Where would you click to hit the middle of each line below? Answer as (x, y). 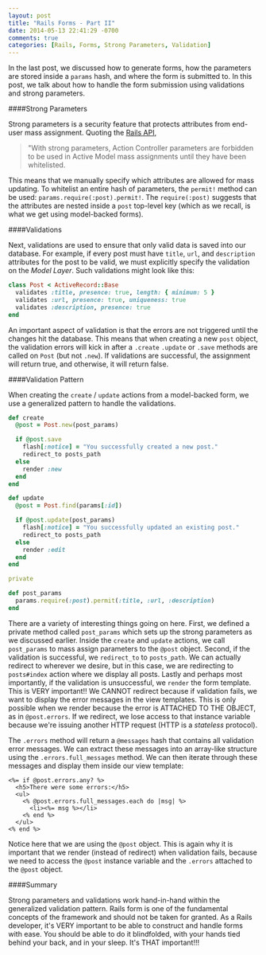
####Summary (33, 884)
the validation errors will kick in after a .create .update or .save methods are (133, 346)
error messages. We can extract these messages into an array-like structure (133, 749)
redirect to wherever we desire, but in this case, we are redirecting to (121, 665)
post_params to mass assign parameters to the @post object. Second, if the (129, 648)
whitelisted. (46, 165)
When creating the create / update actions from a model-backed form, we (129, 394)
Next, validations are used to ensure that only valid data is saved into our (127, 245)
